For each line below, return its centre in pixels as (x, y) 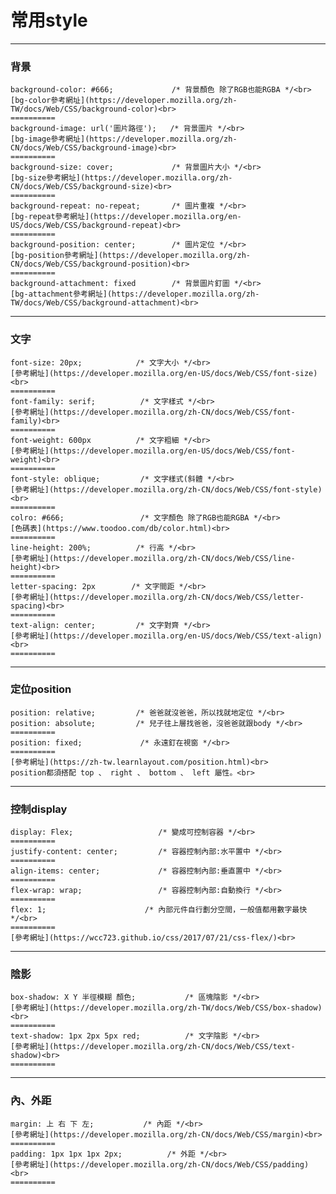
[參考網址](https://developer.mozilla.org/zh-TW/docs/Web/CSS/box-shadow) (166, 1008)
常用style (49, 20)
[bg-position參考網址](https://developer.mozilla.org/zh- (131, 256)
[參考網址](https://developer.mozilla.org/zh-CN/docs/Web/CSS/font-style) (166, 489)
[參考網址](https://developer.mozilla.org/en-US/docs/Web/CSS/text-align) (166, 636)
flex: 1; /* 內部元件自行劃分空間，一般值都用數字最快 (159, 910)
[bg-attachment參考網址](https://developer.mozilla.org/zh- (135, 294)
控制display (39, 809)
